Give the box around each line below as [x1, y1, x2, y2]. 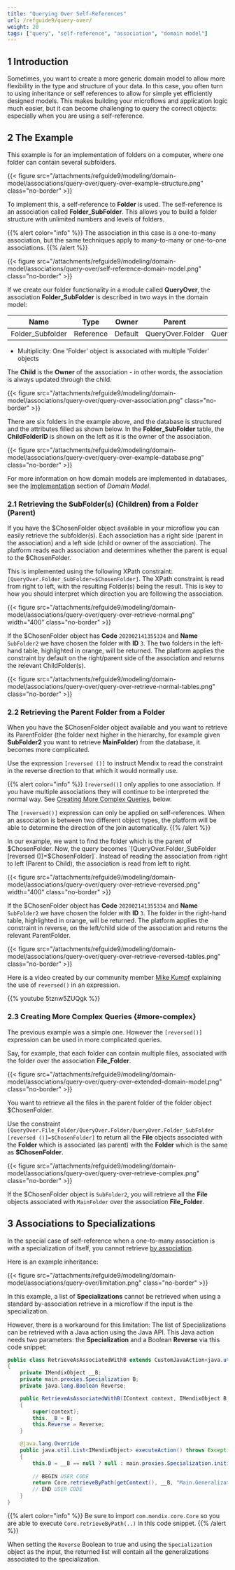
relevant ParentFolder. [7, 931, 71, 940]
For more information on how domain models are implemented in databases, [7, 474, 227, 482]
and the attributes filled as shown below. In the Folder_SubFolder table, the [7, 425, 225, 433]
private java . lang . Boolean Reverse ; [20, 1382, 127, 1390]
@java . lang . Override [20, 1440, 80, 1447]
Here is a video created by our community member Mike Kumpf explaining [7, 974, 222, 982]
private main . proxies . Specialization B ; [20, 1376, 139, 1383]
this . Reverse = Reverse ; [32, 1421, 105, 1428]
